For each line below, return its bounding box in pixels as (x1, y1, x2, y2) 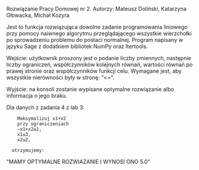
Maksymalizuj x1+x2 (17, 115, 67, 121)
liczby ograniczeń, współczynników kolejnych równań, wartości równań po (6, 61, 193, 68)
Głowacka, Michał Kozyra (6, 12, 70, 19)
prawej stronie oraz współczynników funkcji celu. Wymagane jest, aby (6, 67, 182, 75)
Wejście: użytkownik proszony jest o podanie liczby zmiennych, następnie (6, 55, 192, 61)
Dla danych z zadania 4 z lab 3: (6, 104, 85, 111)
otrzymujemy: (12, 148, 45, 154)
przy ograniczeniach (17, 121, 69, 127)
